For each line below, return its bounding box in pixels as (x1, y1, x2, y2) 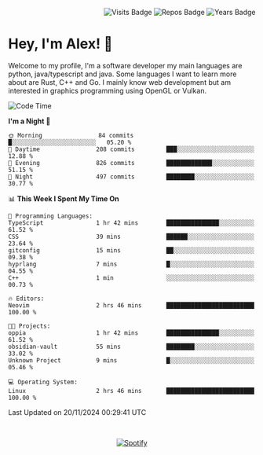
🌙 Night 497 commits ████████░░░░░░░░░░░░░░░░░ (8, 173, 255, 181)
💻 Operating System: (8, 378, 79, 386)
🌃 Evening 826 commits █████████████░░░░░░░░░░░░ (8, 159, 255, 167)
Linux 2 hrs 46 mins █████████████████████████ (8, 387, 255, 394)
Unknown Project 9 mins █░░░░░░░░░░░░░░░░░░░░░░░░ (8, 356, 255, 365)
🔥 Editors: (8, 295, 45, 303)
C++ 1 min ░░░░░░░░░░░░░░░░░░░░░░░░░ (8, 273, 255, 282)
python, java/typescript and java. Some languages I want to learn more (8, 69, 237, 79)
